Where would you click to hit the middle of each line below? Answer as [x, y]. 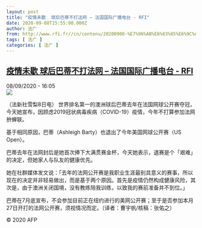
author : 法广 [22, 28]
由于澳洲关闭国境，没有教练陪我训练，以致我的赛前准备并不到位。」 [105, 187]
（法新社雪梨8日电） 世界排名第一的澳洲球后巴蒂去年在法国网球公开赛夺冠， [101, 104]
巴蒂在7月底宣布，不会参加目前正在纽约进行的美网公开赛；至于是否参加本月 [100, 200]
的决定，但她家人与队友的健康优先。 [51, 160]
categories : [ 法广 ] [32, 46]
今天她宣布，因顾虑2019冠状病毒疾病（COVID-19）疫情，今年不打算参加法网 [101, 112]
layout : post [23, 12]
